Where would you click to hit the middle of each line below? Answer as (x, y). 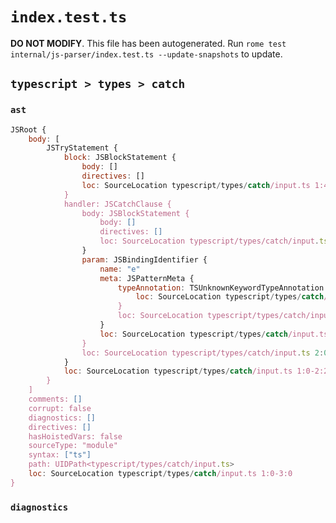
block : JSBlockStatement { (120, 158)
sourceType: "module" (73, 446)
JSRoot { (28, 129)
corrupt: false (60, 408)
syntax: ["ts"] (60, 455)
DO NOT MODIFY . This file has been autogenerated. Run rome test (148, 43)
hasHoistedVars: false (75, 436)
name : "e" (120, 269)
